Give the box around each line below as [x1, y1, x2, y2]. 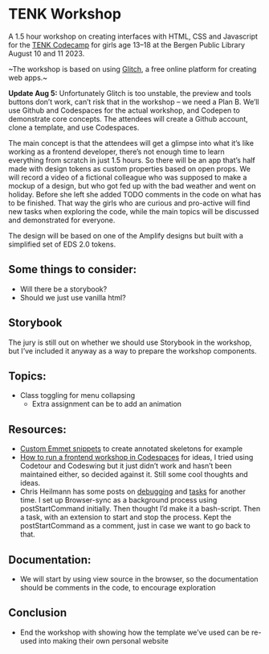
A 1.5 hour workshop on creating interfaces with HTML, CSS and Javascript [8, 31, 259, 41]
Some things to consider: [8, 263, 137, 276]
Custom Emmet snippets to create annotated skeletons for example [19, 444, 243, 453]
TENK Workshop [8, 5, 122, 23]
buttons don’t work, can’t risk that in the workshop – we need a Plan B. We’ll [8, 97, 259, 106]
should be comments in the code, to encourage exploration [19, 583, 216, 592]
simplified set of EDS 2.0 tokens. [8, 239, 116, 249]
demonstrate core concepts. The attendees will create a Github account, [8, 114, 248, 123]
